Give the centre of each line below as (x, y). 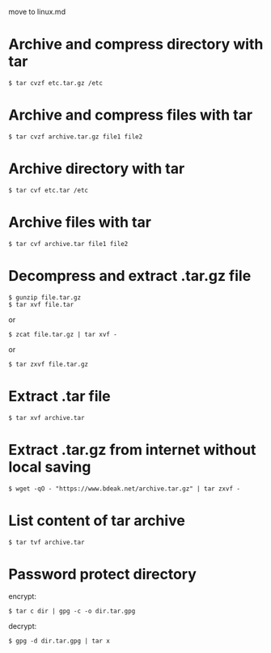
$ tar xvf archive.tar (47, 418)
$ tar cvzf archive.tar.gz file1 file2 (76, 137)
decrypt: (23, 626)
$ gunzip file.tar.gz (45, 297)
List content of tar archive (97, 520)
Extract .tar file (59, 396)
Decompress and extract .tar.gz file (130, 276)
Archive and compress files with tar (131, 115)
